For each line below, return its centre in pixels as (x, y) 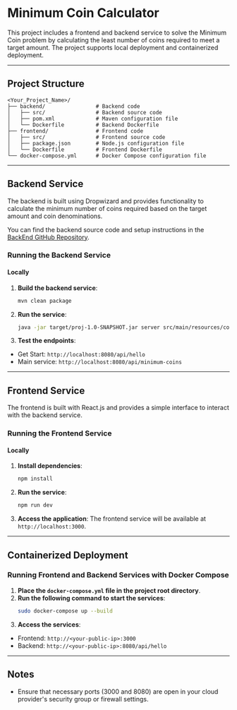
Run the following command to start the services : (91, 598)
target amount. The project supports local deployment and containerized (113, 47)
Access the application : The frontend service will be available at (112, 519)
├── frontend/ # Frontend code (75, 131)
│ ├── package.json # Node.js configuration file (96, 143)
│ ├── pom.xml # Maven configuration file (93, 119)
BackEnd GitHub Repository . (48, 237)
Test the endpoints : (47, 341)
